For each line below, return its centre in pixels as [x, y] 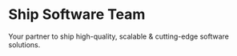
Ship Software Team [77, 15]
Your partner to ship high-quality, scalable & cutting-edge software [119, 36]
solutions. [24, 44]
